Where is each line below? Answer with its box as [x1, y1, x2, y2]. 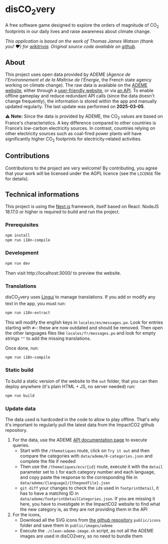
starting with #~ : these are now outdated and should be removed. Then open [5, 324, 163, 330]
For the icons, [12, 511, 41, 517]
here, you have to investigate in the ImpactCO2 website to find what [20, 501, 160, 507]
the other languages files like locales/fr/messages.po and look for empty [5, 330, 156, 336]
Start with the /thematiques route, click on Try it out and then [20, 447, 150, 454]
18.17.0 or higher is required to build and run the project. [5, 209, 120, 215]
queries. [12, 442, 30, 448]
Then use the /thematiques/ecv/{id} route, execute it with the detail [20, 464, 163, 470]
